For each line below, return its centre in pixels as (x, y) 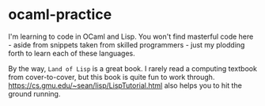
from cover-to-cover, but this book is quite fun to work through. (112, 77)
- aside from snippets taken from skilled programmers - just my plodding (127, 44)
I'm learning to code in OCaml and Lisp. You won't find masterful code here (131, 36)
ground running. (34, 93)
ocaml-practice (60, 15)
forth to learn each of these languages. (72, 53)
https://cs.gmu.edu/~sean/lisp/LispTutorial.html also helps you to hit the (125, 85)
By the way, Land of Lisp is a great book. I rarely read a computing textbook (132, 68)
